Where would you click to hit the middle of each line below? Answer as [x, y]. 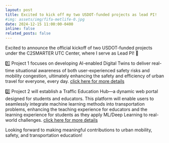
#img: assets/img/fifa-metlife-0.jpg [45, 19]
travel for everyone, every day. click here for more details [65, 81]
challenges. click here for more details [58, 120]
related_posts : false [28, 33]
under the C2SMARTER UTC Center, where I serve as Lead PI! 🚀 [72, 53]
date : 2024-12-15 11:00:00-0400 [39, 24]
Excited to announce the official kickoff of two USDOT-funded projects [79, 48]
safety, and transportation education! [44, 135]
